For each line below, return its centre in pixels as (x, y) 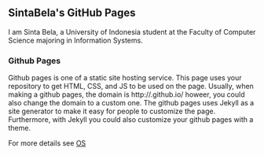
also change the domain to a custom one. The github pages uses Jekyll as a (131, 103)
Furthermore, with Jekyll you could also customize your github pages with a (131, 120)
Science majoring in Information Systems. (75, 40)
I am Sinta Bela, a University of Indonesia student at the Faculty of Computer (132, 31)
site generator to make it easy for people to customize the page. (112, 111)
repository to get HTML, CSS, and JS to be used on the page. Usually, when (131, 87)
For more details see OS (47, 143)
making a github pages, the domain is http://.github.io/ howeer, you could (126, 94)
